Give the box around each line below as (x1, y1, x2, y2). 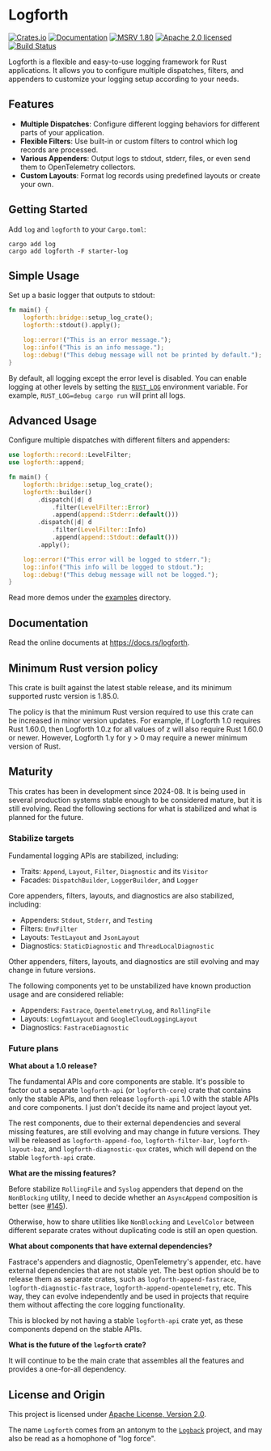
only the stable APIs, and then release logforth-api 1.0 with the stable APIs (8, 1094, 259, 1103)
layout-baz (8, 1146, 45, 1154)
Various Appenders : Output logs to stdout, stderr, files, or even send (19, 153, 251, 163)
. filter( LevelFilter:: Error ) (51, 503, 150, 511)
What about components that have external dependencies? (8, 1241, 213, 1251)
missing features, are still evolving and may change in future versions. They (8, 1127, 260, 1137)
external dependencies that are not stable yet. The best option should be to (8, 1265, 260, 1275)
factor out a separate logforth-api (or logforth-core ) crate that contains (8, 1086, 252, 1095)
